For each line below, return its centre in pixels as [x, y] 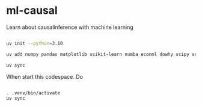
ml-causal [32, 11]
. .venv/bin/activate [33, 93]
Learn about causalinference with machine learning [70, 27]
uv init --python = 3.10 [35, 43]
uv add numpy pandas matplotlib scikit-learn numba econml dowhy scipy [98, 54]
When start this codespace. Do [44, 76]
